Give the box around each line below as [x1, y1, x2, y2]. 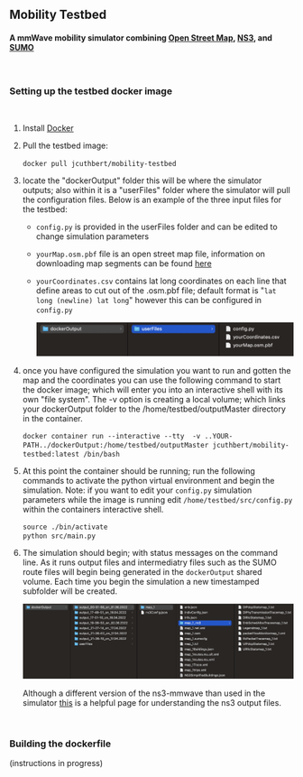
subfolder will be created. [22, 586, 118, 597]
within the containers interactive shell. [22, 504, 164, 515]
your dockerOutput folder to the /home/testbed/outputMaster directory [22, 403, 287, 414]
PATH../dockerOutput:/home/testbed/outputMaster [22, 441, 209, 450]
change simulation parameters [35, 230, 150, 242]
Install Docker [22, 122, 74, 134]
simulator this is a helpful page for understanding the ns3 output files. [22, 697, 282, 708]
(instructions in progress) [9, 758, 104, 769]
